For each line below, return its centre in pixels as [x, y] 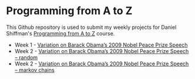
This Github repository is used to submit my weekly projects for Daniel [91, 27]
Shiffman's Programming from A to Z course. [60, 33]
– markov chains [34, 70]
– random [26, 57]
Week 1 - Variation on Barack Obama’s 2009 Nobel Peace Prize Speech [101, 45]
